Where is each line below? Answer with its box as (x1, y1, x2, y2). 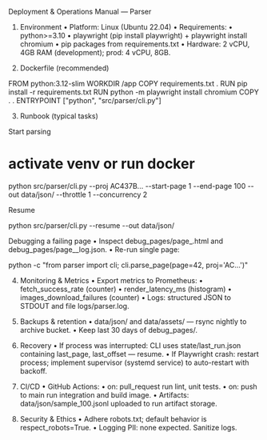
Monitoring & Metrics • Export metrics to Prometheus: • (19, 275, 204, 285)
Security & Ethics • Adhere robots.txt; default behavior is (19, 414, 208, 423)
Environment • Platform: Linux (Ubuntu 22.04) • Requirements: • (19, 22, 233, 31)
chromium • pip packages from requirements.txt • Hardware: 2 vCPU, (19, 39, 250, 49)
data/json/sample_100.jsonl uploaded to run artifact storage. (19, 398, 217, 408)
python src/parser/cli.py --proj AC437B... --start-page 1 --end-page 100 (8, 181, 246, 190)
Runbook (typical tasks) (19, 111, 98, 121)
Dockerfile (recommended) (19, 63, 110, 73)
